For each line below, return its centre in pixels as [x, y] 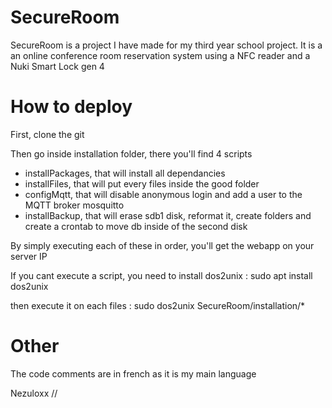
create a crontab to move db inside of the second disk [136, 226]
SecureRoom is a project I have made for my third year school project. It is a [166, 45]
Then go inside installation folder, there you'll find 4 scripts [131, 153]
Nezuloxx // [34, 393]
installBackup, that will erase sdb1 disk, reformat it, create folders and [168, 215]
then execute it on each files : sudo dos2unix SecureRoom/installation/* [158, 305]
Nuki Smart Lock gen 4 [57, 66]
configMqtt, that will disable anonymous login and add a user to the [163, 194]
